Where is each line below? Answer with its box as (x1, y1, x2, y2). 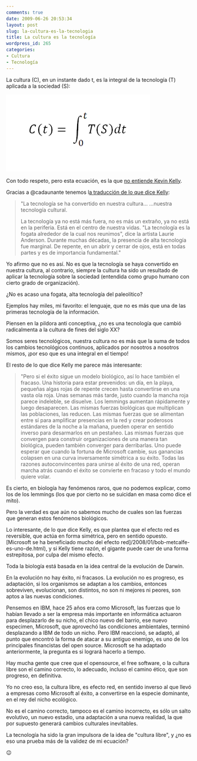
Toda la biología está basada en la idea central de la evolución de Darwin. (6, 562, 184, 569)
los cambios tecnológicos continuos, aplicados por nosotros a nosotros (6, 344, 179, 351)
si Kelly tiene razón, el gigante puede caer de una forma (52, 545, 189, 552)
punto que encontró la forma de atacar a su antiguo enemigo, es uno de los (6, 635, 189, 643)
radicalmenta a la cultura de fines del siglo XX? (6, 326, 120, 333)
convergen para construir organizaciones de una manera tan (20, 435, 168, 442)
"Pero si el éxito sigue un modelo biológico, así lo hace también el (20, 373, 180, 380)
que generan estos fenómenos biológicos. (6, 515, 109, 522)
